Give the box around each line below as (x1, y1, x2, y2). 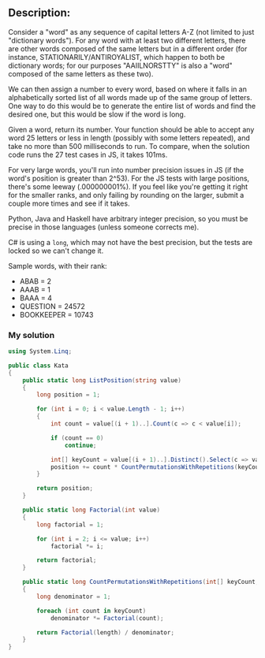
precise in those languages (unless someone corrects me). (8, 222, 200, 232)
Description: (8, 6, 71, 20)
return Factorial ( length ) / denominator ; (36, 628, 175, 637)
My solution (8, 329, 55, 340)
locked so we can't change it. (8, 246, 104, 255)
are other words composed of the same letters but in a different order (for (8, 43, 248, 54)
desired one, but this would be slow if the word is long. (8, 110, 186, 119)
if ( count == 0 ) (50, 433, 104, 442)
